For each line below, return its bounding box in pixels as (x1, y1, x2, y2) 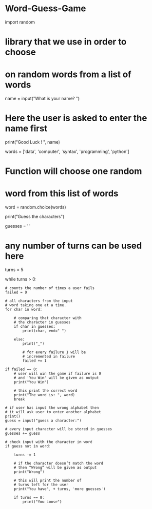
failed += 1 (22, 359, 47, 363)
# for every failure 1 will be (22, 350, 86, 355)
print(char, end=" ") (22, 328, 67, 334)
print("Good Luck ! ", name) (5, 139, 60, 145)
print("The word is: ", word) (14, 393, 76, 398)
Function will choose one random (5, 166, 142, 177)
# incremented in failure (22, 354, 76, 359)
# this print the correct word (14, 388, 77, 393)
